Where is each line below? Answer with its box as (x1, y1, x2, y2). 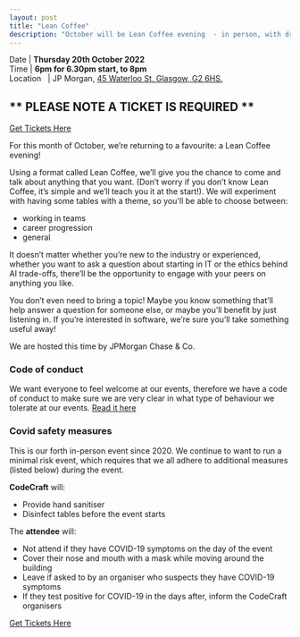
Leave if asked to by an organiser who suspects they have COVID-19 (21, 572, 275, 582)
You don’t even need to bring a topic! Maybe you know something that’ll (9, 295, 274, 306)
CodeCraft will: (9, 481, 65, 492)
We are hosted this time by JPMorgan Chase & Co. (9, 341, 196, 352)
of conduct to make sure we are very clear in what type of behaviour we (9, 393, 275, 403)
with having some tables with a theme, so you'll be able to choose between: (9, 196, 288, 207)
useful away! (9, 324, 56, 335)
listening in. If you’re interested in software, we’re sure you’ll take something (9, 314, 289, 325)
